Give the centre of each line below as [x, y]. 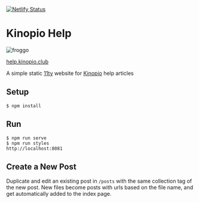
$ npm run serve [26, 138]
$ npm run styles [28, 143]
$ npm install [24, 106]
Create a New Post [41, 167]
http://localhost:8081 [34, 149]
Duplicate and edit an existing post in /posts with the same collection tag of [99, 181]
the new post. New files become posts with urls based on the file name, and [99, 187]
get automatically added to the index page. [59, 194]
